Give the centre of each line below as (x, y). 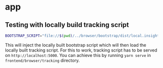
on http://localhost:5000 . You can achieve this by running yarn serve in (78, 55)
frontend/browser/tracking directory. (42, 60)
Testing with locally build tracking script (67, 25)
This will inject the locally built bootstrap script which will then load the (76, 45)
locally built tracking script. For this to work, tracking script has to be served (81, 50)
